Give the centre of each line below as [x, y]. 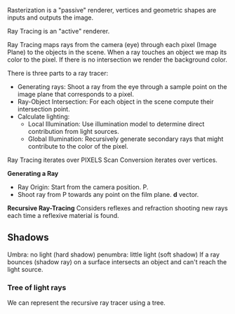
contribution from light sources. [73, 131]
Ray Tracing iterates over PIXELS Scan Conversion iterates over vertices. [112, 160]
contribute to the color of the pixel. [78, 146]
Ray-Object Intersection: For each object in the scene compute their [115, 102]
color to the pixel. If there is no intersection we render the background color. [117, 60]
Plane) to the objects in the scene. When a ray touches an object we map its [117, 52]
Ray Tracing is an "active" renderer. [59, 31]
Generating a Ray [33, 173]
